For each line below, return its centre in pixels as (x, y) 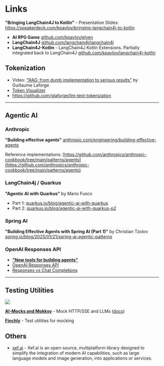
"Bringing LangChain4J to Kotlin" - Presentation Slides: (62, 22)
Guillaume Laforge (31, 85)
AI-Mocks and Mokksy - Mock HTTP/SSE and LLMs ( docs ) (65, 311)
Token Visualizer (29, 90)
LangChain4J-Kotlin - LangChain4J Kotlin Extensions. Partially (76, 47)
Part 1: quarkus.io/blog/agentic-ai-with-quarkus (60, 203)
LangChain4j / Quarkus (33, 183)
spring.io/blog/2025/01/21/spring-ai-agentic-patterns (59, 237)
